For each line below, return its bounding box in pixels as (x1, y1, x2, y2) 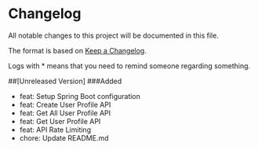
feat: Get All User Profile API (19, 108, 111, 118)
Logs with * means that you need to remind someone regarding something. (8, 60, 251, 71)
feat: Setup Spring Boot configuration (19, 91, 141, 101)
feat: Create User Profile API (19, 100, 111, 109)
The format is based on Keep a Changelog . (8, 46, 147, 55)
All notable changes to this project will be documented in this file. (8, 31, 220, 40)
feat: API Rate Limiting (19, 125, 92, 134)
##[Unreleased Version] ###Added (8, 76, 122, 86)
